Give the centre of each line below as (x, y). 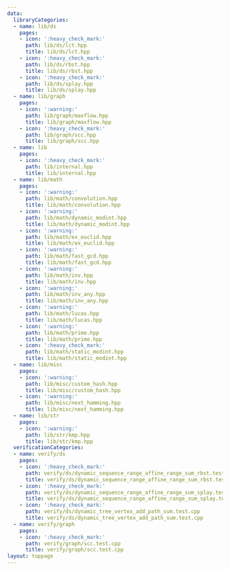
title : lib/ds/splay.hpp (61, 90)
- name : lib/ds (35, 26)
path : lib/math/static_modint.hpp (75, 352)
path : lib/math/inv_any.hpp (65, 295)
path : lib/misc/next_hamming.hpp (73, 403)
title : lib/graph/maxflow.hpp (68, 122)
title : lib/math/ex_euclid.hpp (70, 243)
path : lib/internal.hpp (59, 167)
